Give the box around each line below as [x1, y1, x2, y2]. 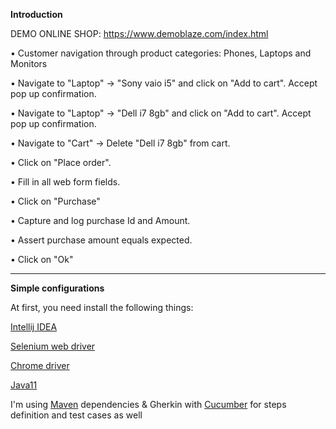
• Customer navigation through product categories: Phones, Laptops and [10, 47, 312, 59]
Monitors [10, 58, 48, 69]
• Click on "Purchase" [10, 195, 101, 207]
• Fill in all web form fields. [10, 176, 121, 188]
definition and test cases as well [10, 409, 143, 421]
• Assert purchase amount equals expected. [10, 234, 193, 246]
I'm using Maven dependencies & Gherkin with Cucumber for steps [10, 399, 287, 410]
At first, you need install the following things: [10, 302, 194, 313]
